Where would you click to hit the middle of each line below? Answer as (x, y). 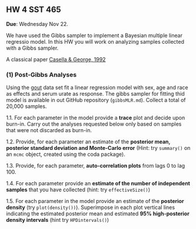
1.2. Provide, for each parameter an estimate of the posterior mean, (88, 142)
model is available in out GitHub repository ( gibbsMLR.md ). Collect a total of (96, 100)
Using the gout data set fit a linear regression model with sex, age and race (97, 87)
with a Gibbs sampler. (32, 48)
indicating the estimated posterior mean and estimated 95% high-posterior (98, 214)
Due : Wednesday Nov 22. (37, 24)
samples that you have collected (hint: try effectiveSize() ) (78, 190)
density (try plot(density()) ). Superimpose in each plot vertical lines (91, 207)
